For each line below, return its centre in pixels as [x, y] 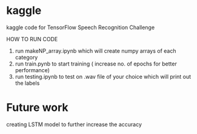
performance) [32, 70]
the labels [27, 83]
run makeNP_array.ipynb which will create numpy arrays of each [95, 51]
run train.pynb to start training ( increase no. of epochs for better [96, 64]
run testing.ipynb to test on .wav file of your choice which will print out [103, 76]
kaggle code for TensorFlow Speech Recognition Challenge [81, 27]
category [26, 57]
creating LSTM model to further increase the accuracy [74, 124]
